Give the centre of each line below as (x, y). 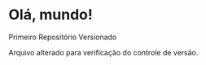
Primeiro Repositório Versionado (63, 37)
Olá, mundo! (51, 15)
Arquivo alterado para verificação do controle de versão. (103, 52)
